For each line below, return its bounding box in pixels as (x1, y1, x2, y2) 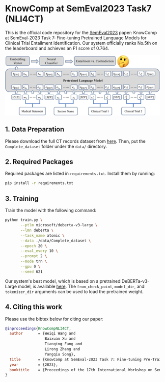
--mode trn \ (20, 259, 48, 264)
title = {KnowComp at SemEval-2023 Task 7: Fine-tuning (9, 357, 141, 362)
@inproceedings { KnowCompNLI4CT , (5, 326, 71, 331)
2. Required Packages (5, 158, 74, 166)
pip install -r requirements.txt (5, 181, 74, 186)
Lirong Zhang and (44, 347, 80, 352)
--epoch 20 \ (20, 244, 48, 248)
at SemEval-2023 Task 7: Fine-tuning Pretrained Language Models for (5, 35, 147, 41)
